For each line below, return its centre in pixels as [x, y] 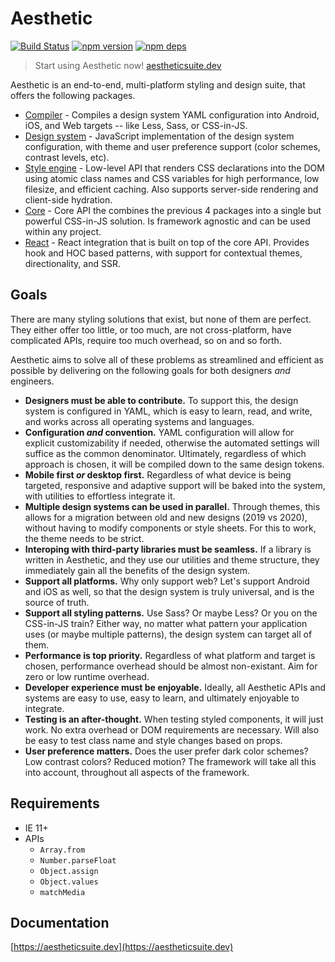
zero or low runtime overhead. [87, 676]
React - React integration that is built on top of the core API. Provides [167, 242]
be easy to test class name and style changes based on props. [153, 740]
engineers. [32, 381]
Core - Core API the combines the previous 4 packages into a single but [173, 210]
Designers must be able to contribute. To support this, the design [161, 400]
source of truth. [57, 602]
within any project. [63, 231]
